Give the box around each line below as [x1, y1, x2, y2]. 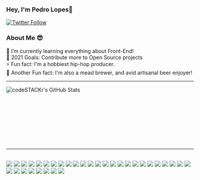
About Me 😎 [6, 34, 43, 42]
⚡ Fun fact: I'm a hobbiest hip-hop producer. [6, 60, 115, 67]
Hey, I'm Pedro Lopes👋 [6, 5, 73, 14]
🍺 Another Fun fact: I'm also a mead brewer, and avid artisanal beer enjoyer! [6, 69, 192, 76]
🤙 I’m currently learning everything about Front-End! [6, 47, 134, 54]
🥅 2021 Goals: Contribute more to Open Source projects [6, 54, 143, 61]
